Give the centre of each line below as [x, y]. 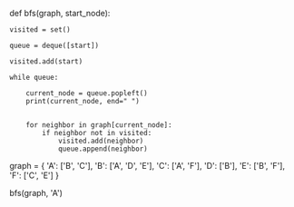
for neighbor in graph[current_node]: [99, 125]
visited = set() [40, 30]
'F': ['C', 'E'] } [34, 175]
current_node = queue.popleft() [87, 94]
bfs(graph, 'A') [36, 193]
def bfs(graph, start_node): [60, 13]
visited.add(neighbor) [101, 141]
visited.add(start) [46, 62]
